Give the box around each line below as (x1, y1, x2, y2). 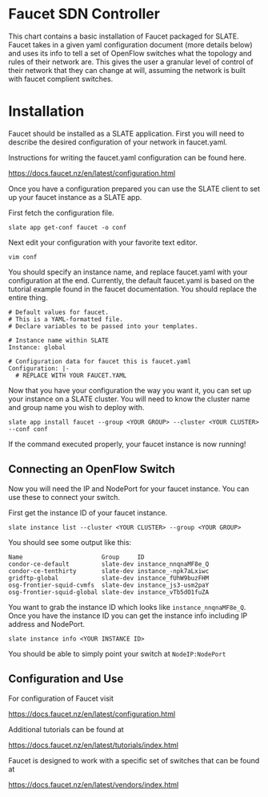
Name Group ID (8, 553, 146, 561)
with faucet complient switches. (8, 74, 114, 83)
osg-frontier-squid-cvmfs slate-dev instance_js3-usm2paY (8, 581, 210, 589)
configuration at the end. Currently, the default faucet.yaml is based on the (8, 275, 254, 285)
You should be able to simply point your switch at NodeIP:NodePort (8, 649, 226, 658)
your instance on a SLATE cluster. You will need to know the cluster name (8, 394, 250, 404)
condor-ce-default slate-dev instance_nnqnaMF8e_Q (8, 559, 210, 568)
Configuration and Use (8, 672, 124, 686)
